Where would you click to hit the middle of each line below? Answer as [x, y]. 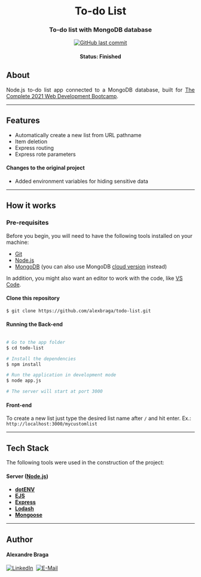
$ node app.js [24, 381]
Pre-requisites [28, 223]
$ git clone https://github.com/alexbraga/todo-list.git [79, 311]
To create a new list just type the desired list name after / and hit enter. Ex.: [99, 418]
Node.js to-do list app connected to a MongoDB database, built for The [100, 90]
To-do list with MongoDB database [100, 30]
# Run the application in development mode [61, 375]
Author [19, 540]
